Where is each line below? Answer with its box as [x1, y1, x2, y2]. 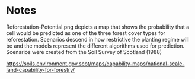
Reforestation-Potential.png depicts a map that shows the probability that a [6, 23, 190, 30]
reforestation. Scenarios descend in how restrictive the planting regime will [6, 36, 189, 43]
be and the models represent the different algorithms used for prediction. [6, 42, 185, 49]
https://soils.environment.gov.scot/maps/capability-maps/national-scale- [6, 60, 185, 67]
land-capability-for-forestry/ [6, 66, 75, 73]
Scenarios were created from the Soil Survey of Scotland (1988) [6, 48, 162, 55]
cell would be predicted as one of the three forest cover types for [6, 29, 166, 36]
